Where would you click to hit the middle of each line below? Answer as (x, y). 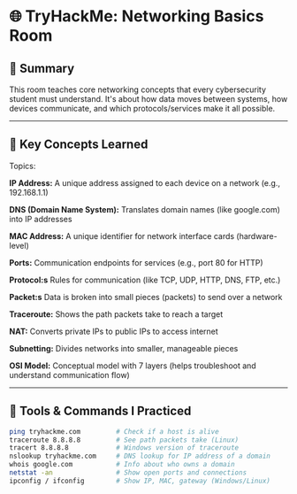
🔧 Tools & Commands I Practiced (100, 411)
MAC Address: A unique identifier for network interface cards (122, 235)
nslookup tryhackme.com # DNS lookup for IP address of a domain (140, 456)
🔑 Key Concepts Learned (79, 145)
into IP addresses (41, 219)
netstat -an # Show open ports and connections (128, 473)
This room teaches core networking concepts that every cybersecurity (138, 89)
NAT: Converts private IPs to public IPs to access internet (114, 331)
